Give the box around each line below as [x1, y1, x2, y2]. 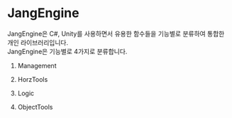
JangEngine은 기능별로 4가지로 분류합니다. [7, 47, 128, 55]
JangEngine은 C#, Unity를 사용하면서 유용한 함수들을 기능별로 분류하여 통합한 [7, 29, 225, 38]
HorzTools [17, 75, 48, 83]
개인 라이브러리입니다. [7, 38, 69, 47]
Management [17, 61, 57, 70]
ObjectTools [17, 102, 53, 111]
